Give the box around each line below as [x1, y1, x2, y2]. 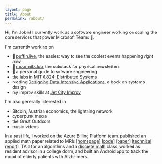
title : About [5, 12, 31, 16]
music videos [12, 124, 39, 130]
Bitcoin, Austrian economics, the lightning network [12, 108, 113, 114]
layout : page [5, 7, 31, 12]
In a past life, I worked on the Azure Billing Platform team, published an [5, 133, 146, 139]
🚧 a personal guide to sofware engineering [12, 69, 97, 75]
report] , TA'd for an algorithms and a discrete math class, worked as [5, 144, 140, 149]
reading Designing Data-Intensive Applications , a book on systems [12, 79, 145, 85]
